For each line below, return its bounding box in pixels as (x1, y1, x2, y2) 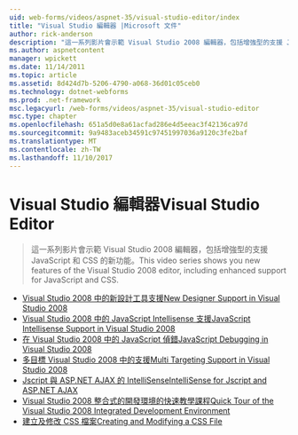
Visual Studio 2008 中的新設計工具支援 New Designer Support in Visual (21, 293, 281, 304)
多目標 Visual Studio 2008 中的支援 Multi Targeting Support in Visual (21, 354, 271, 365)
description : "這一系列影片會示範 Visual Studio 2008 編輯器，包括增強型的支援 (9, 37, 284, 47)
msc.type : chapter (9, 112, 77, 121)
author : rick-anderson (9, 29, 93, 38)
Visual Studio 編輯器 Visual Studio (9, 194, 260, 214)
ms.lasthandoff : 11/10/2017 (9, 153, 114, 162)
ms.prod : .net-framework (9, 95, 101, 105)
